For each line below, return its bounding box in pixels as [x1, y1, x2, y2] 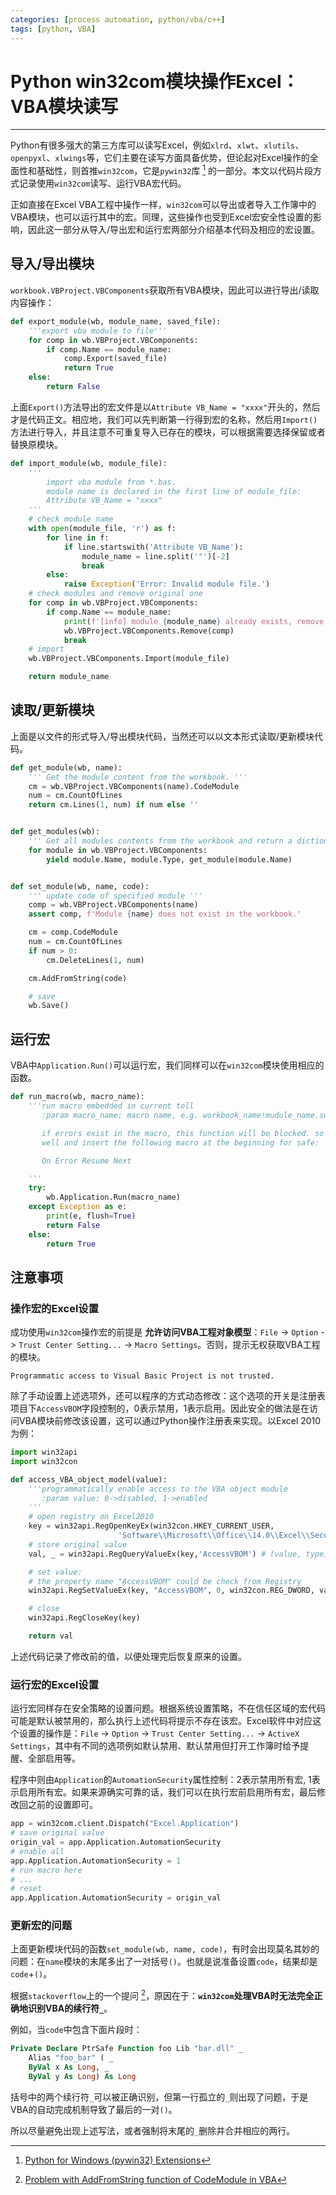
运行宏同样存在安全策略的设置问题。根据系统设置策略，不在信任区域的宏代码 [10, 1702, 326, 1715]
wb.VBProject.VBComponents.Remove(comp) [63, 626, 235, 636]
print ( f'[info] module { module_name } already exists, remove [63, 616, 325, 626]
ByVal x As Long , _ [28, 2062, 110, 2072]
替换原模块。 [10, 438, 63, 450]
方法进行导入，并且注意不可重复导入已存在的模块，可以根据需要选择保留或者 [10, 426, 326, 438]
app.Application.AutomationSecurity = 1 [10, 1856, 182, 1866]
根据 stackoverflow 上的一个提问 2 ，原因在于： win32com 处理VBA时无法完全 [10, 1988, 315, 2002]
